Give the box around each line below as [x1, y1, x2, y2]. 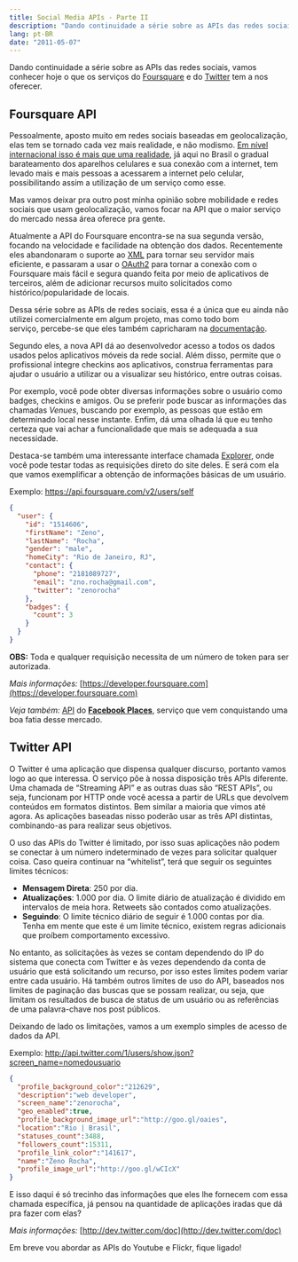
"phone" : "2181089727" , [32, 570, 122, 579]
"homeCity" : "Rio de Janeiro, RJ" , [25, 553, 157, 562]
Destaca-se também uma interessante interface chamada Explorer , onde [9, 450, 275, 461]
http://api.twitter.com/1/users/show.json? [44, 1047, 194, 1058]
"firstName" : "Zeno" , [25, 528, 105, 537]
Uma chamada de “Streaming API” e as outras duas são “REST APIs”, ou [9, 782, 273, 793]
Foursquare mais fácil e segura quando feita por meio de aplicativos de [9, 268, 269, 280]
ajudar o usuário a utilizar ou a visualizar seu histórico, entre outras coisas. [9, 369, 282, 380]
